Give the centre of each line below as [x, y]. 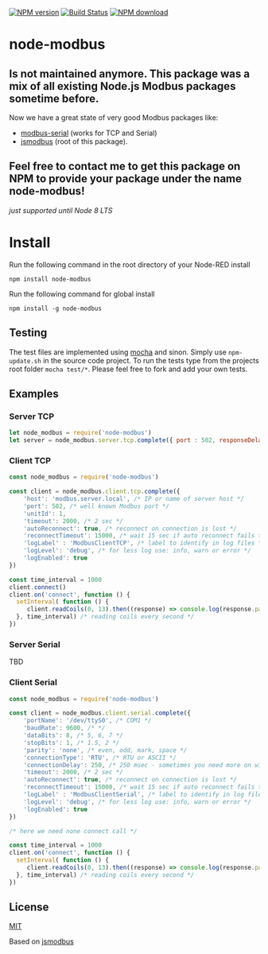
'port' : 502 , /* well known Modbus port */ [97, 506]
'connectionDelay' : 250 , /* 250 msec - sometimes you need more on [137, 765]
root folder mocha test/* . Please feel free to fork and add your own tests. [128, 369]
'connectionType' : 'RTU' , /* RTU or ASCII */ [100, 758]
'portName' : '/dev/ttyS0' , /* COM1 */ [87, 721]
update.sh [25, 361]
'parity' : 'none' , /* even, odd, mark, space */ [105, 750]
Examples [34, 394]
